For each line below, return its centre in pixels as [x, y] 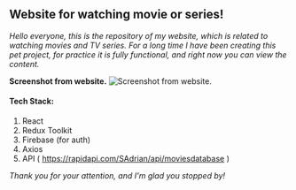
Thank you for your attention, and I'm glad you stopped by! [117, 176]
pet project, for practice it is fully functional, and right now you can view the [148, 54]
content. [24, 64]
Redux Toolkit [47, 131]
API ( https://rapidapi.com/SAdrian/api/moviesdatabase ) [126, 159]
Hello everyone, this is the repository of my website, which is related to [139, 35]
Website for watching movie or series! [117, 15]
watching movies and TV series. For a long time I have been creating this [143, 45]
